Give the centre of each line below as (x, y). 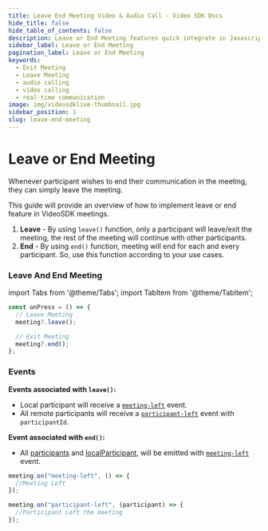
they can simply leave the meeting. (66, 189)
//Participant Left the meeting (69, 513)
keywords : (25, 61)
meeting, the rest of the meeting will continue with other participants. (133, 237)
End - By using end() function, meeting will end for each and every (130, 246)
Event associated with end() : (57, 437)
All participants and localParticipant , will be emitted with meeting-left (134, 453)
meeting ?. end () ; (42, 344)
